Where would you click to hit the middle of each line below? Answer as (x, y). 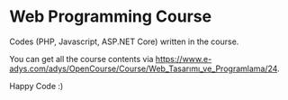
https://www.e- (184, 59)
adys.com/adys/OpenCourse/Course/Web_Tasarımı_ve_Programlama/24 (144, 68)
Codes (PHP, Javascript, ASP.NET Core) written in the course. (124, 41)
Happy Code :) (36, 86)
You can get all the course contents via (81, 59)
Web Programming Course (111, 17)
